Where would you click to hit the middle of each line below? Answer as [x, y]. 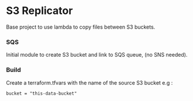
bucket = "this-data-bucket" [42, 93]
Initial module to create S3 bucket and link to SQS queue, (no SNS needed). [97, 55]
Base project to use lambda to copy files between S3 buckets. [81, 27]
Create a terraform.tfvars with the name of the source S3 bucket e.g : [89, 82]
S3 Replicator [39, 11]
